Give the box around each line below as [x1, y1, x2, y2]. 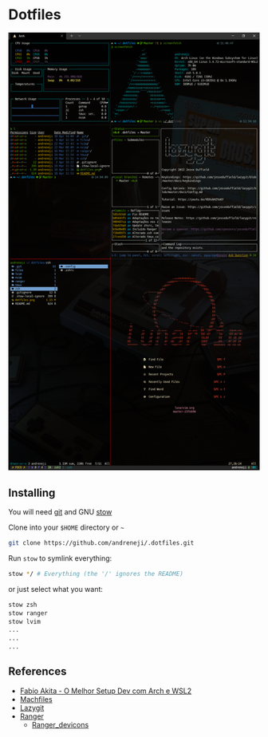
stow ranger [8, 609, 48, 617]
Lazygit [19, 703, 45, 712]
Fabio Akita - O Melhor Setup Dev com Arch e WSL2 [19, 686, 192, 696]
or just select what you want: [8, 584, 104, 593]
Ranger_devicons [31, 719, 89, 729]
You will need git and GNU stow [8, 507, 112, 517]
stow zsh [8, 601, 37, 609]
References [8, 664, 67, 679]
